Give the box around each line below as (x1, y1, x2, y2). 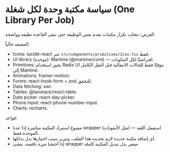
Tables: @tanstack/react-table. (12, 88, 78, 95)
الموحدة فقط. (12, 130, 39, 136)
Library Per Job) (5, 14, 75, 26)
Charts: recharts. (12, 105, 48, 111)
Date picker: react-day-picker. (12, 94, 76, 100)
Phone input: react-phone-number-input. (12, 99, 98, 105)
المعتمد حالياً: (5, 41, 30, 47)
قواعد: (5, 114, 18, 120)
